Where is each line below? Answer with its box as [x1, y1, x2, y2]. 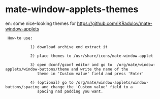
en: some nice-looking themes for [5, 20, 76, 26]
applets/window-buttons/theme [5, 67, 70, 72]
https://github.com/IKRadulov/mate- [77, 20, 152, 26]
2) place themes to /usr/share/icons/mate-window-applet [30, 53, 153, 58]
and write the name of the [71, 67, 129, 72]
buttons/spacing [5, 84, 40, 89]
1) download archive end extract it [30, 44, 108, 49]
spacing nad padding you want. [37, 89, 103, 94]
